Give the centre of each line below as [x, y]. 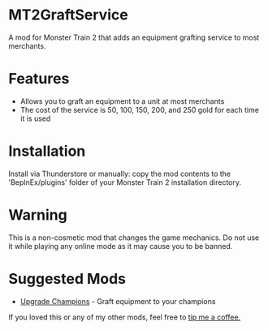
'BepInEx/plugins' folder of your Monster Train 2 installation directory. [125, 182]
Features [39, 79]
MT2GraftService [68, 15]
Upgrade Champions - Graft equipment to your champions [118, 301]
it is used [35, 118]
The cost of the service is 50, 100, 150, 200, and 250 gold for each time [140, 109]
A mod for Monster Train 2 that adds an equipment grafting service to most [134, 37]
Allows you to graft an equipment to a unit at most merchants [122, 101]
